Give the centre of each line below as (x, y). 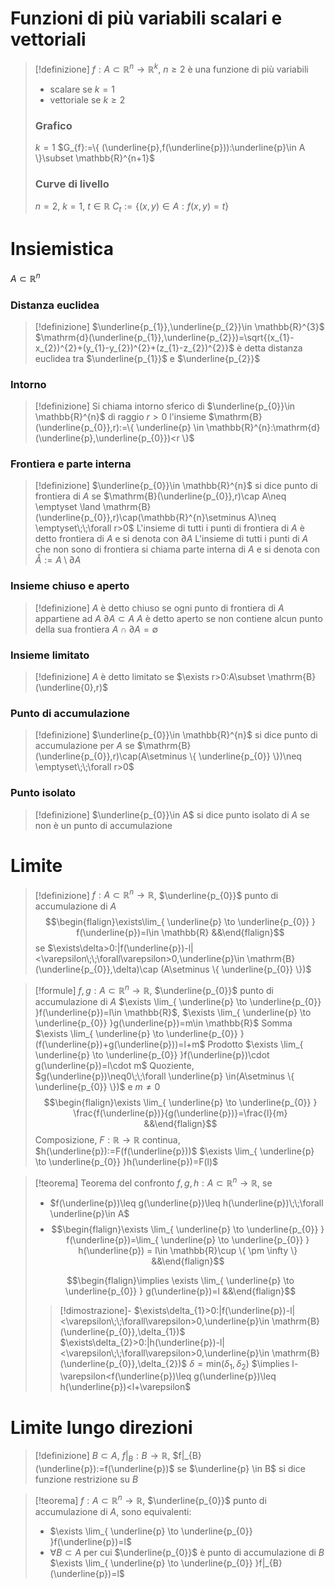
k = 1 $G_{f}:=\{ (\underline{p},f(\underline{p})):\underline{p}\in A (170, 147)
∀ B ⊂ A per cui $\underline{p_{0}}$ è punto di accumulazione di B (187, 1552)
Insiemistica (62, 249)
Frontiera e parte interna (71, 464)
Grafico (53, 125)
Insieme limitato (50, 655)
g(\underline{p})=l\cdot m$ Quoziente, (114, 1065)
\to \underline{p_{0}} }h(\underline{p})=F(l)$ (126, 1161)
